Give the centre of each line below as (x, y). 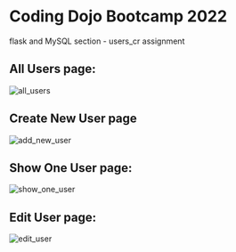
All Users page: (53, 69)
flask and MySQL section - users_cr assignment (97, 41)
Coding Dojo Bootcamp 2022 (118, 16)
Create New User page (73, 119)
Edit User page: (53, 217)
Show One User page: (71, 168)
